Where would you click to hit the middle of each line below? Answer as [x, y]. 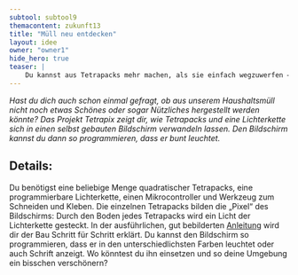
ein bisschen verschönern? [59, 263]
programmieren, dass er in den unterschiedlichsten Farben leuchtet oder [142, 244]
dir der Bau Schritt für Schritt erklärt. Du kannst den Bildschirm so [129, 234]
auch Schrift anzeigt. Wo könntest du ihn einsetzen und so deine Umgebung [149, 253]
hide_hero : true [39, 59]
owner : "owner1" [39, 51]
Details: [31, 166]
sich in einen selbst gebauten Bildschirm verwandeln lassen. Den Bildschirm [149, 129]
